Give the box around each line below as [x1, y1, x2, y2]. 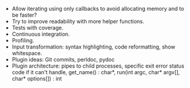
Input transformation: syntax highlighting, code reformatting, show [11, 43, 176, 50]
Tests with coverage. [11, 24, 64, 31]
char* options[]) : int [11, 75, 62, 82]
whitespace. [11, 50, 42, 56]
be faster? [11, 11, 37, 19]
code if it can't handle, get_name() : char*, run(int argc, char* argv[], [11, 69, 180, 75]
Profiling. [11, 37, 35, 44]
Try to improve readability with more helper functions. [11, 18, 145, 25]
